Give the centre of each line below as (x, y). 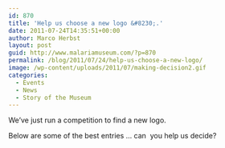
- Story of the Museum (53, 98)
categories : (28, 75)
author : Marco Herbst (45, 38)
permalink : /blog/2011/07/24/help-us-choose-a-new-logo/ (106, 61)
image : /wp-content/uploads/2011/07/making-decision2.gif (107, 68)
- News (27, 90)
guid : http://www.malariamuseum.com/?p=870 (82, 53)
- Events (30, 82)
